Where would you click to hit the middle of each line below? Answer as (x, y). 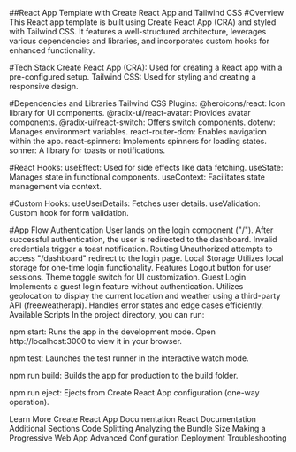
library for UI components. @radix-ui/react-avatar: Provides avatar (130, 113)
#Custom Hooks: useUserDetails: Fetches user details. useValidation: (135, 203)
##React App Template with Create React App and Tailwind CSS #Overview (147, 13)
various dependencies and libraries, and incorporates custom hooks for (139, 41)
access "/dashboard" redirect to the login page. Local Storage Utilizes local (146, 258)
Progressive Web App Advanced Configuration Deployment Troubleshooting (148, 438)
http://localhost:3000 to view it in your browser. (96, 341)
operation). (30, 402)
